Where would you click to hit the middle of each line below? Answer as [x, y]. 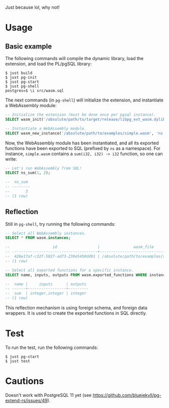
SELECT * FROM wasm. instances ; [38, 238]
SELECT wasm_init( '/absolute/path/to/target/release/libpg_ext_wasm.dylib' [86, 119]
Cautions [25, 381]
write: [11, 159]
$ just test [18, 361]
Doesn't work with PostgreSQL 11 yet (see [49, 395]
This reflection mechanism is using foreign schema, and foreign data [76, 308]
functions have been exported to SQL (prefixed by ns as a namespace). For [83, 148]
